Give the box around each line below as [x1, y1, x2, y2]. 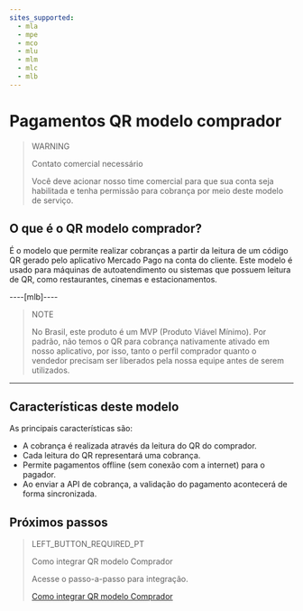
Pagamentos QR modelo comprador [9, 110, 282, 131]
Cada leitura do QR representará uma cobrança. [22, 450, 201, 461]
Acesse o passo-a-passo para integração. [31, 574, 189, 585]
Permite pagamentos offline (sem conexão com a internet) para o [22, 459, 266, 470]
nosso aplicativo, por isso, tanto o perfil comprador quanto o [31, 345, 257, 356]
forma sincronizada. [22, 488, 97, 499]
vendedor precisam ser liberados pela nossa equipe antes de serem [31, 355, 285, 366]
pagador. [22, 469, 57, 480]
